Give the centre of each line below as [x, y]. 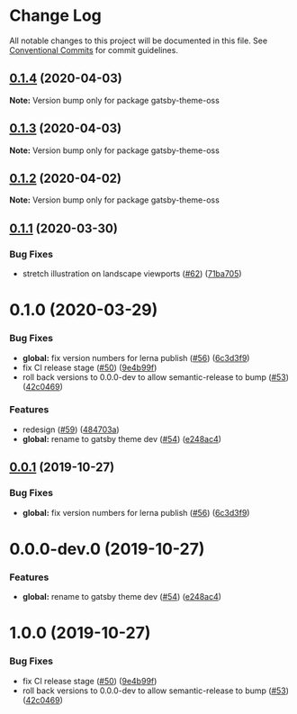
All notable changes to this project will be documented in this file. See [139, 41]
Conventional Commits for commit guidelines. [94, 50]
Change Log [55, 16]
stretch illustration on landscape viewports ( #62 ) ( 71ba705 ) [132, 274]
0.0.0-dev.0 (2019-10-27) [107, 549]
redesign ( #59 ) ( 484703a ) [71, 429]
